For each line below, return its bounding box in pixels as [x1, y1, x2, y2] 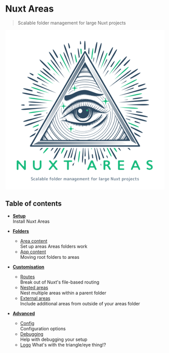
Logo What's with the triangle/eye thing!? [20, 341, 106, 347]
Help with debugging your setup [20, 336, 88, 342]
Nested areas [20, 284, 49, 290]
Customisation [12, 264, 45, 270]
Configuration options [20, 325, 66, 332]
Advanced [12, 310, 35, 317]
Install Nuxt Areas [12, 218, 50, 224]
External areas [20, 295, 51, 301]
